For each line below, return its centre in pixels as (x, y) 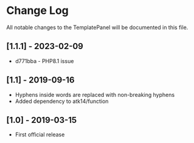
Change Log (37, 11)
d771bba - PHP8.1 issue (44, 61)
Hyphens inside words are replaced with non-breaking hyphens (95, 95)
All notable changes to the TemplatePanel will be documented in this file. (97, 27)
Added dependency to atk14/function (62, 101)
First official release (40, 135)
